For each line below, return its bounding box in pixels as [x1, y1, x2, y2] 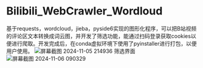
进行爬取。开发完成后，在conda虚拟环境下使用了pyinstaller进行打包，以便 [11, 40, 198, 47]
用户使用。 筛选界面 [6, 47, 136, 55]
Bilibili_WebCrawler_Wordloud [6, 4, 163, 18]
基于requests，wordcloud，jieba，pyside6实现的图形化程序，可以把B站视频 [6, 25, 197, 32]
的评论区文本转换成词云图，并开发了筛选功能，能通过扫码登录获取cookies [6, 32, 191, 40]
